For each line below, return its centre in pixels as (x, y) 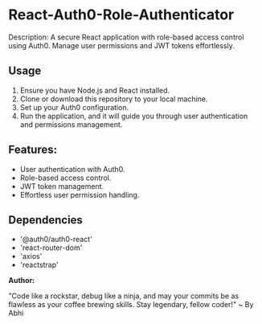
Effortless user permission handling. (80, 195)
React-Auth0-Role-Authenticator (121, 15)
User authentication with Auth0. (72, 169)
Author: (22, 281)
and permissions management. (71, 124)
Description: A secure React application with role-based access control (126, 37)
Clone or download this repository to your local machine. (114, 99)
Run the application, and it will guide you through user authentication (134, 116)
